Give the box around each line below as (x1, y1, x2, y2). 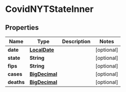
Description (61, 38, 91, 45)
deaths (7, 79, 25, 86)
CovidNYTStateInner (5, 3, 94, 15)
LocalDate (29, 46, 54, 53)
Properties (5, 23, 39, 32)
